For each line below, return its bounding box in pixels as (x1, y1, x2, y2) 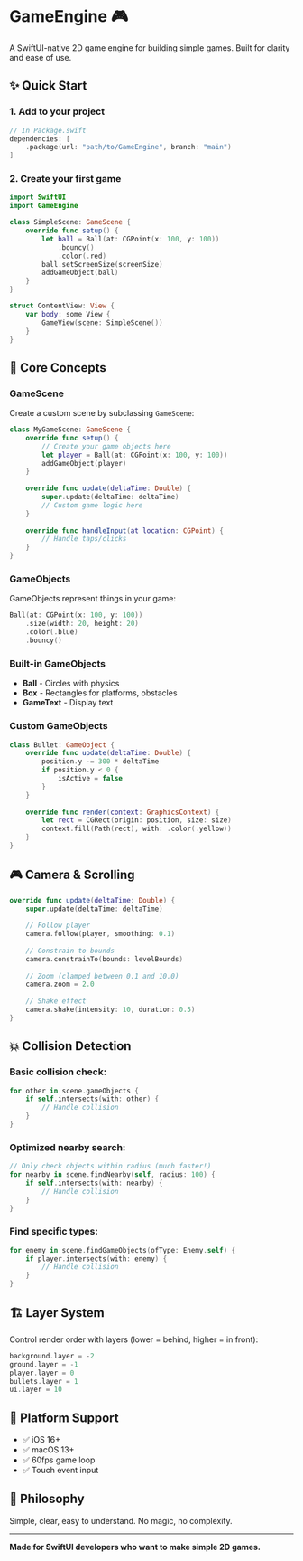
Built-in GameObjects (9, 657, 106, 669)
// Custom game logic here (41, 500, 143, 510)
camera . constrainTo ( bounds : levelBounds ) (25, 954, 183, 963)
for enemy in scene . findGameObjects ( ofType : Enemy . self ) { (9, 1245, 236, 1254)
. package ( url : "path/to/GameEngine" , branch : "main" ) (25, 143, 232, 152)
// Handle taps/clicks (41, 535, 127, 544)
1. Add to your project (9, 105, 106, 118)
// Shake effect (25, 997, 87, 1006)
